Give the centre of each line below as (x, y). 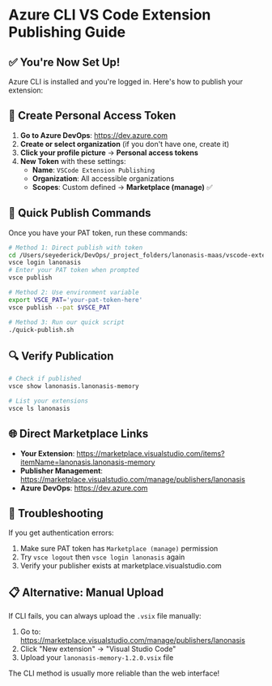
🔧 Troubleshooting (56, 513)
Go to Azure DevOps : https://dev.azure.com (94, 135)
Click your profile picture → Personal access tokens (109, 153)
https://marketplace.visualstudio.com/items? (151, 453)
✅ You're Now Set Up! (64, 62)
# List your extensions (49, 401)
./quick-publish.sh (41, 330)
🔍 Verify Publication (61, 356)
